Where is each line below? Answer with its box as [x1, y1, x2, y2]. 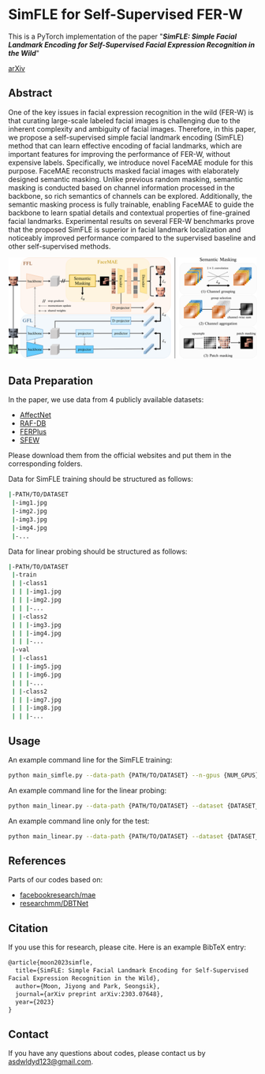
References [8, 854, 66, 867]
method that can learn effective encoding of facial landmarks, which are [8, 140, 242, 151]
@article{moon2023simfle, [8, 959, 93, 967]
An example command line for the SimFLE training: [8, 755, 173, 764]
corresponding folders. [8, 459, 83, 468]
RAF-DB [19, 419, 47, 428]
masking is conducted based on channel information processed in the [8, 183, 235, 192]
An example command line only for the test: [8, 816, 150, 826]
